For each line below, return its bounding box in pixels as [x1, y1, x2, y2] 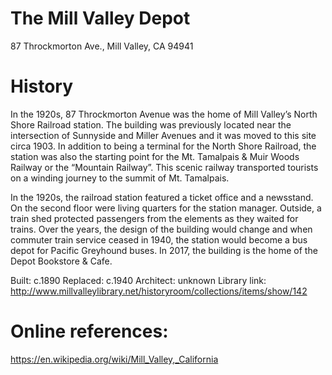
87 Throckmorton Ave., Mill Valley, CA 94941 [10, 40, 194, 52]
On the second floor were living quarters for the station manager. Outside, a [10, 202, 322, 214]
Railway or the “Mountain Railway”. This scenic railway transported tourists [10, 161, 319, 173]
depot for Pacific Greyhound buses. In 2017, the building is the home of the [10, 244, 318, 256]
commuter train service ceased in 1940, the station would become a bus [10, 233, 308, 246]
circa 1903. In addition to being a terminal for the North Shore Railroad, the [10, 140, 317, 152]
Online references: [10, 320, 169, 343]
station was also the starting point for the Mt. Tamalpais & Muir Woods [10, 150, 300, 162]
